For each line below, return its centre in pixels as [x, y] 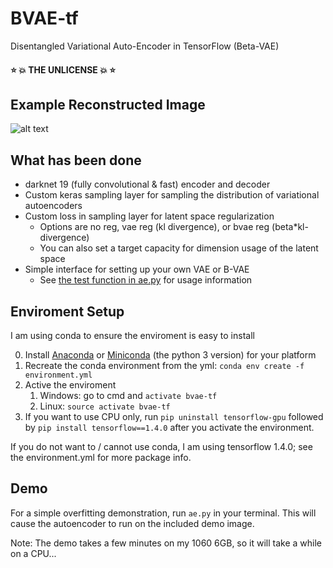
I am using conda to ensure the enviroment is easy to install [132, 335]
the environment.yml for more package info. [101, 457]
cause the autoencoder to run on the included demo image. [132, 523]
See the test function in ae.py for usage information [146, 280]
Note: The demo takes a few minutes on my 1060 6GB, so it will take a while [166, 543]
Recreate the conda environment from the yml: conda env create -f [164, 365]
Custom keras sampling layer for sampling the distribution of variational [172, 195]
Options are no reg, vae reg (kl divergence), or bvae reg [154, 227]
